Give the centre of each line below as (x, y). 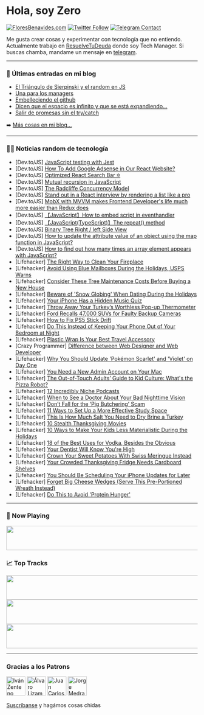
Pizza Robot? (32, 385)
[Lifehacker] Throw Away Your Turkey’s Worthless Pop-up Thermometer (105, 307)
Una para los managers (44, 93)
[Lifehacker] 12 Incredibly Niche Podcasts (67, 391)
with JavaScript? (36, 255)
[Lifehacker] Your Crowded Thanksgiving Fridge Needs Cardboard (98, 462)
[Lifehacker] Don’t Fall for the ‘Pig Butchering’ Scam (80, 404)
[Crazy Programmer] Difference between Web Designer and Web (97, 346)
